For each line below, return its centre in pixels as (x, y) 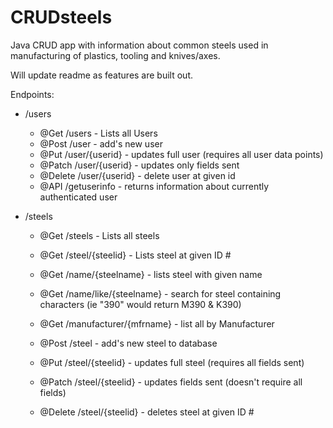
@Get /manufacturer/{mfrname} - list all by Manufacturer (157, 323)
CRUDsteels (61, 17)
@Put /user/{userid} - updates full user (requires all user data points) (181, 154)
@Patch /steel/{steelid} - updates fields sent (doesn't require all (171, 382)
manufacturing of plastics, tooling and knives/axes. (115, 55)
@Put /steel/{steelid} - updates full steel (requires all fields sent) (172, 362)
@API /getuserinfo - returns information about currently (154, 186)
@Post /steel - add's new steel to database (128, 343)
